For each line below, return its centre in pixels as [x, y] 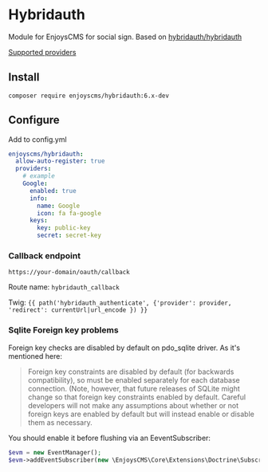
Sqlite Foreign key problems [63, 330]
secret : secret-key [69, 236]
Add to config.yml [37, 139]
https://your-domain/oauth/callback [69, 273]
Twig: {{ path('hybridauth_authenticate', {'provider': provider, [120, 303]
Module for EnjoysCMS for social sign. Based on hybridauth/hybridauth [125, 37]
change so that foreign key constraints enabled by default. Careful [136, 397]
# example [39, 176]
